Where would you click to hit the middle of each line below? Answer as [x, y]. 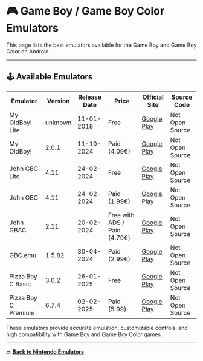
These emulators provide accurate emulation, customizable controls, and [97, 328]
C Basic [20, 284]
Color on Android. [28, 51]
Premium [22, 312]
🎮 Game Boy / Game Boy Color [85, 11]
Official [153, 97]
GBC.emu [23, 255]
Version [58, 101]
